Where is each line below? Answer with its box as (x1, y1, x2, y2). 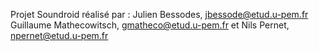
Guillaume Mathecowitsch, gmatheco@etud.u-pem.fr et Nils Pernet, (10, 19, 290, 31)
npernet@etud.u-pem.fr (10, 30, 109, 41)
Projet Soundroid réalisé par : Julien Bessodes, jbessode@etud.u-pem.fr (10, 9, 309, 20)
